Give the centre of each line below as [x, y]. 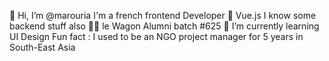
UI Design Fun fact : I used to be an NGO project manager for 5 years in [156, 36]
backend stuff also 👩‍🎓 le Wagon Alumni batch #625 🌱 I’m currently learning [164, 26]
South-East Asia [42, 47]
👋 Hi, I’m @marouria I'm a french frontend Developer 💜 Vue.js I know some [163, 15]
